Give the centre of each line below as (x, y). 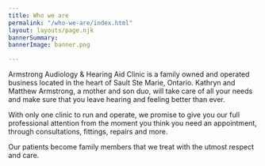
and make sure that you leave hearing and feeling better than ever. (117, 100)
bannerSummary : (33, 38)
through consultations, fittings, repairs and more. (88, 132)
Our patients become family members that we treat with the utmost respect (131, 147)
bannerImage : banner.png (49, 45)
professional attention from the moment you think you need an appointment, (133, 123)
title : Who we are (38, 15)
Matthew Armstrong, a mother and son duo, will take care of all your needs (131, 91)
